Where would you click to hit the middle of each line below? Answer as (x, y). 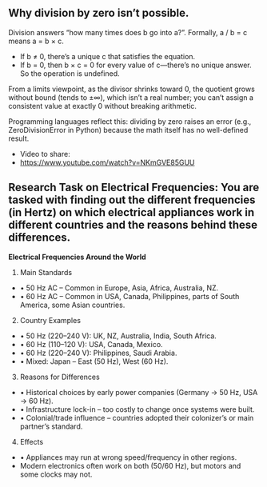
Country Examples (50, 320)
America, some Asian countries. (72, 305)
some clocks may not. (56, 474)
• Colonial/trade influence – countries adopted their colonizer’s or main (137, 417)
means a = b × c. (36, 41)
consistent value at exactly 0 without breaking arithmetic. (103, 106)
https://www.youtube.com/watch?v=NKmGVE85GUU (107, 162)
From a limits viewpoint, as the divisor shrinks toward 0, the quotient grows (132, 89)
